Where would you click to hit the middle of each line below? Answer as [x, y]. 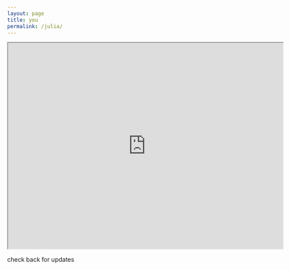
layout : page [26, 13]
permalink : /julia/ [35, 26]
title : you [23, 20]
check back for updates [41, 260]
